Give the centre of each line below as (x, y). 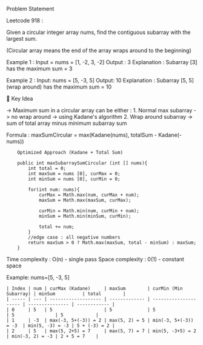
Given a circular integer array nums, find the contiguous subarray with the (98, 32)
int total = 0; (47, 169)
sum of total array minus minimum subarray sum (67, 123)
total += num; (56, 227)
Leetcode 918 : (25, 20)
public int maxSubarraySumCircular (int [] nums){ (82, 163)
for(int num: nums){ (54, 190)
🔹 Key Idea (20, 99)
